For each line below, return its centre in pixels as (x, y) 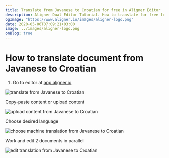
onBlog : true (19, 33)
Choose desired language (32, 121)
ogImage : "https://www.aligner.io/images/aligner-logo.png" (70, 19)
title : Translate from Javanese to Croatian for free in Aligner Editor (83, 10)
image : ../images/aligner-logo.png (43, 29)
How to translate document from (74, 58)
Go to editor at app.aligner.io (42, 82)
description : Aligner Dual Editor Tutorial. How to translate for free (82, 15)
